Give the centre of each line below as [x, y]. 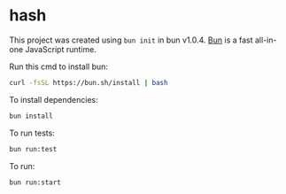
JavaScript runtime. [61, 49]
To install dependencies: [54, 99]
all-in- [266, 40]
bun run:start [35, 182]
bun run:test [33, 149]
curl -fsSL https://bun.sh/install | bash [89, 82]
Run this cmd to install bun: [59, 66]
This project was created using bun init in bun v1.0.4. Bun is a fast [131, 40]
